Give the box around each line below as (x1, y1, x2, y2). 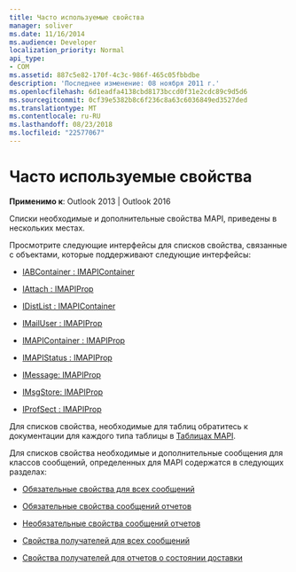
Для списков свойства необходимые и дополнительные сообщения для (9, 447, 284, 458)
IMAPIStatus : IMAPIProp (21, 352, 113, 363)
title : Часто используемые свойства (9, 12, 144, 22)
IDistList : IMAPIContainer (21, 301, 116, 311)
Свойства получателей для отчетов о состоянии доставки (21, 552, 244, 563)
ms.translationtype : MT (9, 104, 97, 113)
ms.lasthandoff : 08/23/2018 (9, 121, 113, 129)
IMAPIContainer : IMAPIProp (21, 334, 126, 346)
